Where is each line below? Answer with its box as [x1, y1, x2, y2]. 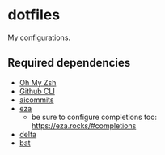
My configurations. [7, 32, 70, 42]
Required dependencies [7, 56, 131, 70]
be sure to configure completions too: [31, 112, 158, 122]
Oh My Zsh [19, 77, 57, 87]
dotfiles [7, 6, 61, 24]
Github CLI [19, 86, 56, 96]
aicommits [19, 95, 54, 105]
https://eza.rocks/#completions [31, 120, 137, 131]
